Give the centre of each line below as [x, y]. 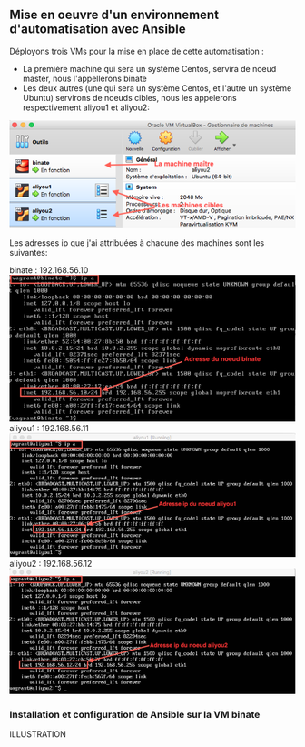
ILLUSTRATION [38, 734]
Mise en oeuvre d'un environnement [114, 15]
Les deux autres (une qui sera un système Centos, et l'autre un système [157, 88]
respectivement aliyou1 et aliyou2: [86, 107]
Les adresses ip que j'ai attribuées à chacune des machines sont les [137, 243]
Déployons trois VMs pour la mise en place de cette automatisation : [137, 51]
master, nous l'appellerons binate [84, 78]
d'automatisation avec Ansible [98, 30]
